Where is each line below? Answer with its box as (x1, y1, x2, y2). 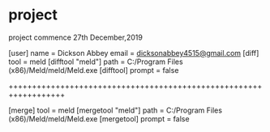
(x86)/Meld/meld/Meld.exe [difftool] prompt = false (8, 65, 179, 75)
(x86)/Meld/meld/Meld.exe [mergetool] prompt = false (8, 113, 190, 123)
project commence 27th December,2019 (8, 32, 144, 42)
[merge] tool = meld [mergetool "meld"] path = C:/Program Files (8, 105, 223, 115)
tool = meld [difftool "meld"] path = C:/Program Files (8, 57, 184, 66)
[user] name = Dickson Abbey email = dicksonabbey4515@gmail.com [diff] (8, 48, 259, 57)
